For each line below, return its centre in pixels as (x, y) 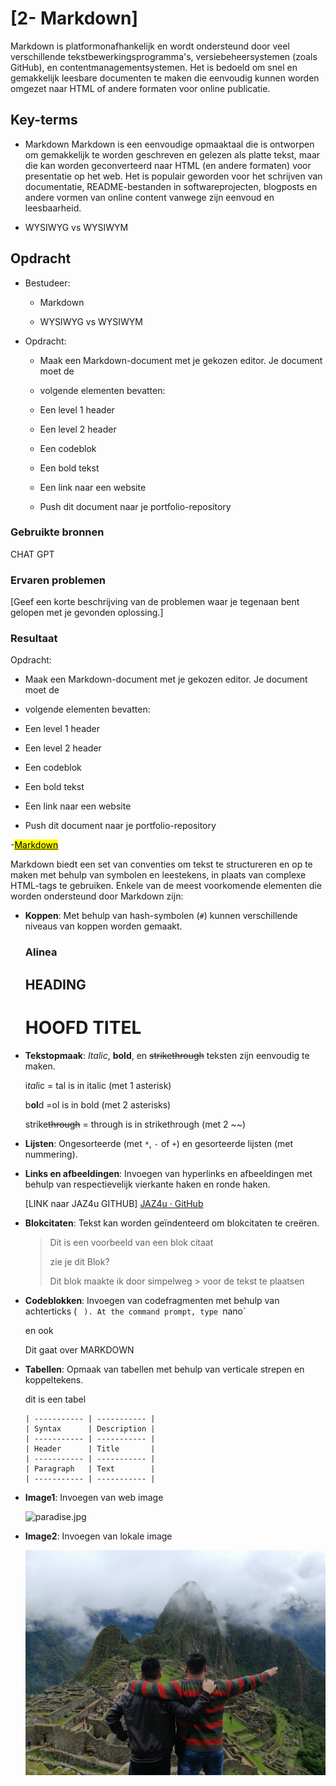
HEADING (55, 984)
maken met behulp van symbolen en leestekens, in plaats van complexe (158, 875)
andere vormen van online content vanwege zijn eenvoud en (149, 197)
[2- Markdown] (74, 18)
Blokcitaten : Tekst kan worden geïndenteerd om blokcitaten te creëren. (172, 1223)
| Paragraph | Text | (90, 1468)
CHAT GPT (32, 554)
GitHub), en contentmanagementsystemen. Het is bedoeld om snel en (154, 67)
